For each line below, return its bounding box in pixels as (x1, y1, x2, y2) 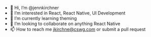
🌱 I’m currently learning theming (10, 15, 77, 21)
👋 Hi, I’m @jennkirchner (10, 5, 59, 10)
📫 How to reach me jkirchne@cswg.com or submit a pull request (10, 26, 146, 32)
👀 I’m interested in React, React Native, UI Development (10, 10, 126, 16)
